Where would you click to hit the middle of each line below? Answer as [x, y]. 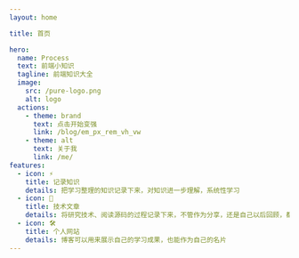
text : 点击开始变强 [65, 124]
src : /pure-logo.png [63, 91]
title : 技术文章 [53, 207]
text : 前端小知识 [46, 66]
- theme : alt [49, 141]
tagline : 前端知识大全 [55, 75]
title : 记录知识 [53, 182]
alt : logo [44, 99]
